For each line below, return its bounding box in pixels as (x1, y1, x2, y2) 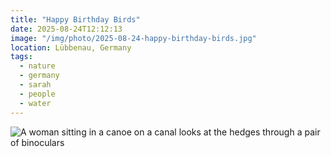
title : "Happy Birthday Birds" (10, 14, 141, 25)
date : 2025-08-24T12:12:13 (10, 24, 123, 34)
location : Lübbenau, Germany (10, 42, 132, 53)
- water (19, 98, 52, 108)
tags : (10, 52, 33, 62)
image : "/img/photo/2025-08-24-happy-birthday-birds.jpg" (10, 33, 257, 43)
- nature (19, 61, 56, 71)
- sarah (19, 80, 52, 90)
